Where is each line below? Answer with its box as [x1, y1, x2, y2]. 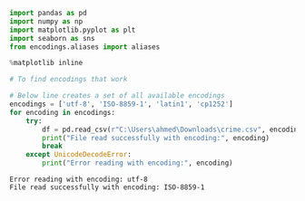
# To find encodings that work [9, 75, 128, 84]
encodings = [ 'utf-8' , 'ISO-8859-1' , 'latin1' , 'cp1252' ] [9, 100, 233, 109]
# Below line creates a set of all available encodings [9, 91, 225, 100]
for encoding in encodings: [9, 108, 116, 117]
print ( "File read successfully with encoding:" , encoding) [42, 133, 271, 142]
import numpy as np [9, 16, 84, 26]
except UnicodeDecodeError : [25, 150, 132, 159]
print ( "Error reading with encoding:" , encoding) [42, 158, 233, 167]
